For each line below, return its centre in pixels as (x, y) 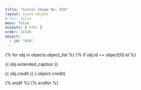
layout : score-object (27, 14)
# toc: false (18, 18)
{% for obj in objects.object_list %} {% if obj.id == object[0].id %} (71, 55)
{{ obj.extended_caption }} (32, 64)
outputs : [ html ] (24, 28)
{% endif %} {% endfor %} (32, 83)
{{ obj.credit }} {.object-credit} (35, 74)
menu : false (17, 23)
